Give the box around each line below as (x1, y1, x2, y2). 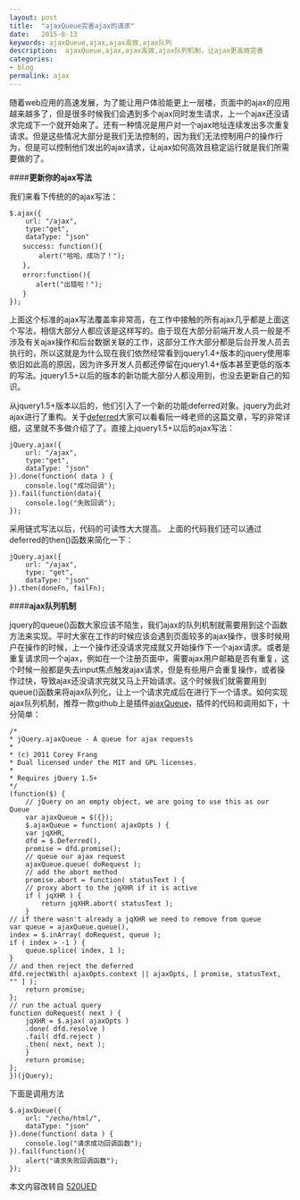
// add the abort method (25, 867, 118, 877)
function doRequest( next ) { (9, 1009, 122, 1017)
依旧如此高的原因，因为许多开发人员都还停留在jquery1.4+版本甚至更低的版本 (9, 359, 291, 370)
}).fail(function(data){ (9, 489, 102, 498)
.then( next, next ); (25, 1040, 105, 1049)
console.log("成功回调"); (25, 481, 116, 490)
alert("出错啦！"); (35, 279, 103, 289)
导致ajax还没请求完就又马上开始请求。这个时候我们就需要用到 (39, 675, 267, 685)
